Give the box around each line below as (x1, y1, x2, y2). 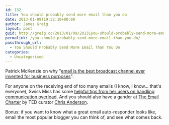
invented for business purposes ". (5, 74, 74, 80)
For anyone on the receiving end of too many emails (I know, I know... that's (5, 83, 162, 89)
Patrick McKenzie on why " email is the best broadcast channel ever (5, 68, 145, 74)
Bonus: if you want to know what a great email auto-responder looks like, (5, 109, 157, 115)
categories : (5, 49, 30, 54)
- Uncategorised (10, 54, 44, 59)
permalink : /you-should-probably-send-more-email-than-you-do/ (5, 36, 141, 41)
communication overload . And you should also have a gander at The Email (5, 94, 159, 100)
